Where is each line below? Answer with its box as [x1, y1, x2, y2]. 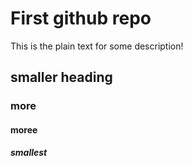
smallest [10, 147, 48, 159]
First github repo [10, 7, 152, 30]
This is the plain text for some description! [10, 40, 184, 52]
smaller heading [10, 69, 113, 86]
